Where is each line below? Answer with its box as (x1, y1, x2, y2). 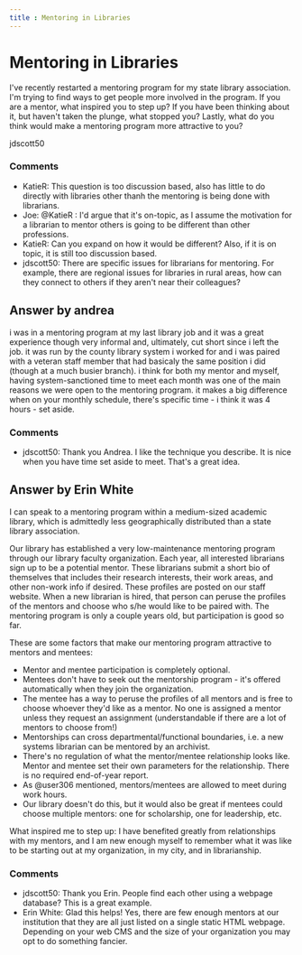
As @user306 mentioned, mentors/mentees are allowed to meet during (22, 779, 287, 790)
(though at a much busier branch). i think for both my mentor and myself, (9, 365, 279, 376)
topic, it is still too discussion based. (22, 247, 158, 258)
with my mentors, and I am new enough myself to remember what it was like (9, 835, 293, 846)
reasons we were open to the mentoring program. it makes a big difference (9, 385, 288, 395)
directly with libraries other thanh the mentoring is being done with (22, 190, 270, 201)
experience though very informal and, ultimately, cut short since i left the (9, 336, 279, 348)
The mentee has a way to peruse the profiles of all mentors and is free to (22, 692, 293, 704)
